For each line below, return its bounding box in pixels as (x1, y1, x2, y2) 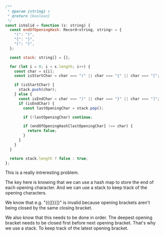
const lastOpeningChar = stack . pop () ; (23, 105, 104, 110)
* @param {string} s (7, 8, 50, 14)
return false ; (27, 128, 57, 133)
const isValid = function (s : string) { (5, 22, 91, 28)
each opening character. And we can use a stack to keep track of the (5, 184, 147, 190)
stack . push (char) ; (18, 87, 57, 92)
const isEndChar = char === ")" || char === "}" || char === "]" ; (18, 96, 160, 101)
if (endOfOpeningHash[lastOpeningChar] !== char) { (23, 123, 133, 129)
